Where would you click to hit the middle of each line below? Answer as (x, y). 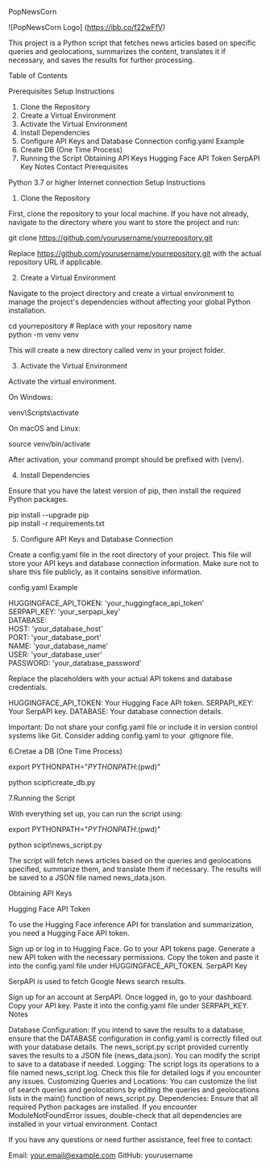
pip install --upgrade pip (49, 515)
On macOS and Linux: (44, 428)
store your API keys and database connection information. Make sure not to (134, 563)
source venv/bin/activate (50, 444)
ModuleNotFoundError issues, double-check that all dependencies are (125, 1115)
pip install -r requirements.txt (56, 524)
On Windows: (31, 397)
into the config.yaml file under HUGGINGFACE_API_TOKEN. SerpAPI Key (128, 966)
